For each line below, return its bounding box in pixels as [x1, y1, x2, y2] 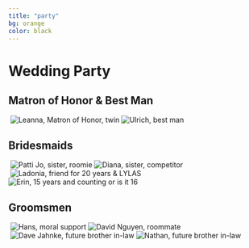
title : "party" [8, 11, 60, 20]
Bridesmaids [8, 138, 73, 152]
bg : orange [8, 19, 45, 27]
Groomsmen [8, 200, 73, 214]
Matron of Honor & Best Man [8, 94, 154, 107]
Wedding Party [8, 61, 111, 80]
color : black [8, 27, 52, 35]
